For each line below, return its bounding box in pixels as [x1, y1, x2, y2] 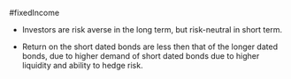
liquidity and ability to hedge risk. [21, 61, 143, 70]
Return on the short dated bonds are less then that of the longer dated [21, 41, 279, 52]
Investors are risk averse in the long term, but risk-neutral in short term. [21, 25, 283, 34]
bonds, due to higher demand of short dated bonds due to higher [21, 51, 260, 61]
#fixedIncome [9, 8, 60, 18]
